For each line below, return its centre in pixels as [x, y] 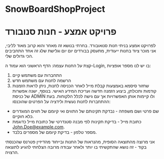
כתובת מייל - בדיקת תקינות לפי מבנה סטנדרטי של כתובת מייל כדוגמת [77, 122]
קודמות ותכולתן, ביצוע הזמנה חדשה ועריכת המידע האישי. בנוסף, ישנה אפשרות [84, 91]
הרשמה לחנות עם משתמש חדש [42, 81]
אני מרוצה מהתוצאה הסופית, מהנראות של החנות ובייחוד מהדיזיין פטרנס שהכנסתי [80, 142]
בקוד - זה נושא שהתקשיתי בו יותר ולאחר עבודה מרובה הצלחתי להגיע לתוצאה [76, 147]
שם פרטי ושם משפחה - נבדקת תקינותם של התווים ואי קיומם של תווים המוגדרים [85, 111]
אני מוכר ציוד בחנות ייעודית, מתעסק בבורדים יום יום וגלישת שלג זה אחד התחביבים [81, 51]
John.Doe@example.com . [38, 127]
